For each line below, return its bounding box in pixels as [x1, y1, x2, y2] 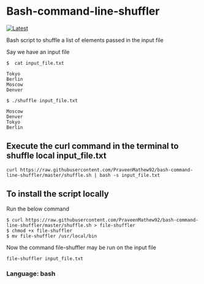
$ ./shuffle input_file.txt [6, 97, 78, 103]
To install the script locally [6, 189, 109, 200]
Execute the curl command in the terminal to [6, 141, 179, 151]
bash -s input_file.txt [99, 172, 161, 178]
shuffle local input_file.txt [6, 151, 107, 161]
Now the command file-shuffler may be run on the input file [6, 244, 156, 251]
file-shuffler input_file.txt [6, 255, 84, 261]
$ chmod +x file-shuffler [6, 228, 72, 234]
